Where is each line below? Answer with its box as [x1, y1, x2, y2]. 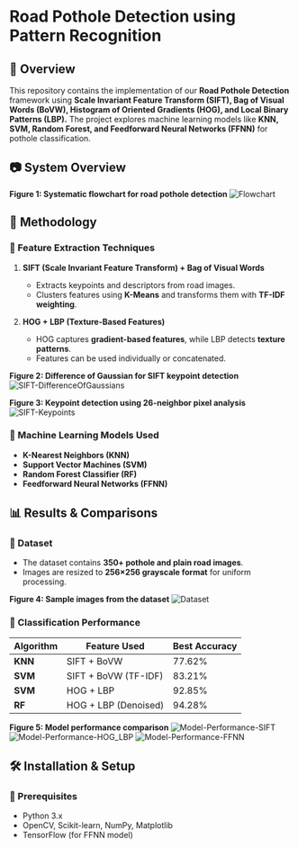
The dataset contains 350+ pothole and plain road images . [22, 557, 244, 568]
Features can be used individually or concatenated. [35, 353, 227, 364]
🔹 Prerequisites [9, 790, 78, 803]
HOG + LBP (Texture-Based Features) [22, 316, 166, 327]
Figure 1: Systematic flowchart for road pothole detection [9, 188, 228, 199]
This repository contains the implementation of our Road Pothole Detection [9, 86, 290, 95]
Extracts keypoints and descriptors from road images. [35, 279, 236, 290]
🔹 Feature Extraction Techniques [9, 241, 156, 254]
